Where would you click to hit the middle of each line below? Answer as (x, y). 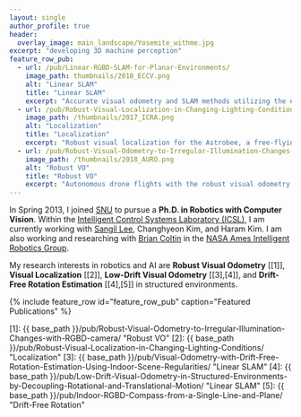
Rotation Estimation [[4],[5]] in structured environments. (133, 284)
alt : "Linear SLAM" (62, 84)
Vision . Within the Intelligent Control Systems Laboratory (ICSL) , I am (137, 220)
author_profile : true (50, 26)
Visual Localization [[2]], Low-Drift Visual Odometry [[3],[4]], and (133, 275)
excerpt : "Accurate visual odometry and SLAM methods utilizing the (156, 101)
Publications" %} (40, 311)
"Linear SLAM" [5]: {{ (245, 386)
